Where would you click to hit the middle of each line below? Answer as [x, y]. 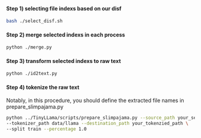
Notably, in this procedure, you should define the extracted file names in [95, 100]
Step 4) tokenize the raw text [43, 87]
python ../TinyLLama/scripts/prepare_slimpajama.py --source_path [91, 118]
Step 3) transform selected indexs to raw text [64, 61]
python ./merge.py [29, 47]
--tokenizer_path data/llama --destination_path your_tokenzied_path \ [97, 124]
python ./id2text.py [32, 74]
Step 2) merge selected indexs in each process [66, 34]
